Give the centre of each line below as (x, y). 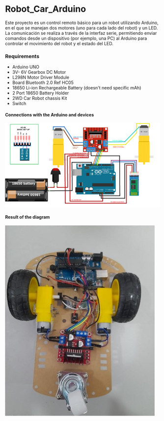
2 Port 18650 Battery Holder (41, 93)
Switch (19, 104)
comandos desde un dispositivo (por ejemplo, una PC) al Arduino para (76, 38)
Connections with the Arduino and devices (50, 114)
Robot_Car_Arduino (46, 9)
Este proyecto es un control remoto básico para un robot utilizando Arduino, (82, 23)
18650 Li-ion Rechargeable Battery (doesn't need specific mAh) (77, 88)
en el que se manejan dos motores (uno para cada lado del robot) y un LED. (82, 28)
